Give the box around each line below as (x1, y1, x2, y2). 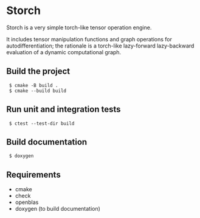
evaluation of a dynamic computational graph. (6, 48, 122, 55)
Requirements (6, 169, 61, 180)
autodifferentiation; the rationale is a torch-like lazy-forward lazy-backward (6, 42, 195, 49)
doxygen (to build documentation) (15, 205, 100, 213)
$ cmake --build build (9, 88, 67, 94)
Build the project (6, 66, 71, 77)
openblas (15, 199, 39, 206)
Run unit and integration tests (6, 104, 121, 114)
